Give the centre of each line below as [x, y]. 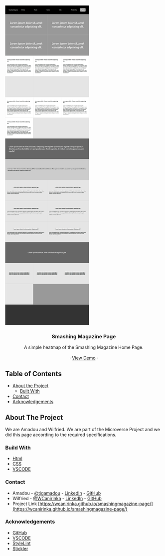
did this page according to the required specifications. [61, 435]
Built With [30, 391]
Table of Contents [34, 373]
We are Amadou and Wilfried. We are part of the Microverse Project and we [83, 429]
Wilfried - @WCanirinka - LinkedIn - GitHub [57, 498]
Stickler [20, 549]
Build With [18, 448]
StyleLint [21, 543]
